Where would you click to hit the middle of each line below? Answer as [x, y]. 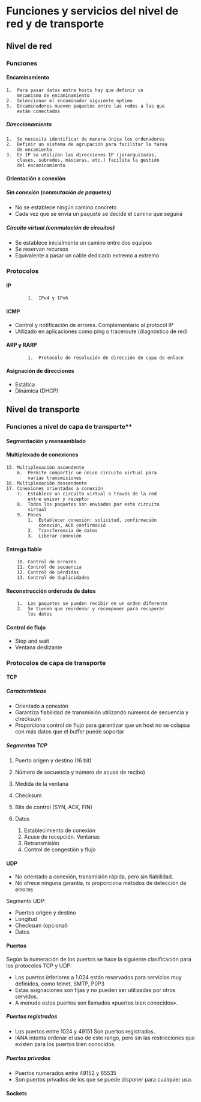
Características [26, 691]
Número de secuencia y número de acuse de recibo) [80, 772]
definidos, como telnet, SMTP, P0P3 [60, 984]
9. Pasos [29, 515]
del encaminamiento [41, 165]
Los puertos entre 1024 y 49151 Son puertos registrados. [85, 1032]
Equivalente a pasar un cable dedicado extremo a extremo [87, 256]
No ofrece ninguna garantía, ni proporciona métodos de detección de [100, 883]
